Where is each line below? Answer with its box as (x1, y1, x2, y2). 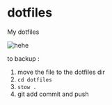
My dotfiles (7, 28, 40, 36)
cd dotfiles (17, 76, 52, 84)
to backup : (7, 54, 40, 63)
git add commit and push (17, 90, 89, 98)
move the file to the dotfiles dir (17, 68, 106, 76)
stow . (17, 84, 37, 90)
